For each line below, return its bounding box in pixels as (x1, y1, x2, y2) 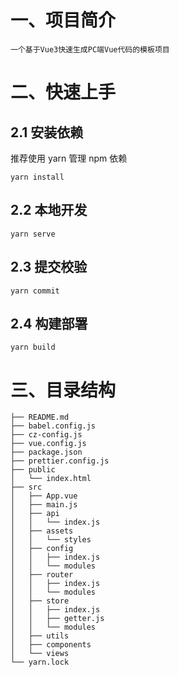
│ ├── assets (10, 526, 74, 536)
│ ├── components (10, 640, 92, 650)
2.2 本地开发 (10, 202, 88, 219)
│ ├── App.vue (10, 491, 78, 501)
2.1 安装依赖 (10, 124, 84, 141)
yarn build (10, 342, 56, 353)
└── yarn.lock (10, 657, 70, 668)
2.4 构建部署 (10, 315, 88, 332)
